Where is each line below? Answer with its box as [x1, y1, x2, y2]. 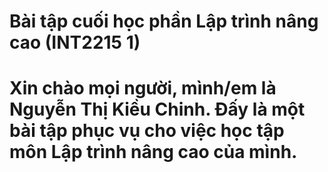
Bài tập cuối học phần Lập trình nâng [9, 10, 319, 33]
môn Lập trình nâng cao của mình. [9, 141, 298, 164]
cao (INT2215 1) [9, 31, 141, 54]
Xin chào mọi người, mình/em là [9, 77, 277, 100]
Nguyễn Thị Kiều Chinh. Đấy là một [9, 98, 306, 121]
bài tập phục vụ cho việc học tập [9, 120, 285, 142]
